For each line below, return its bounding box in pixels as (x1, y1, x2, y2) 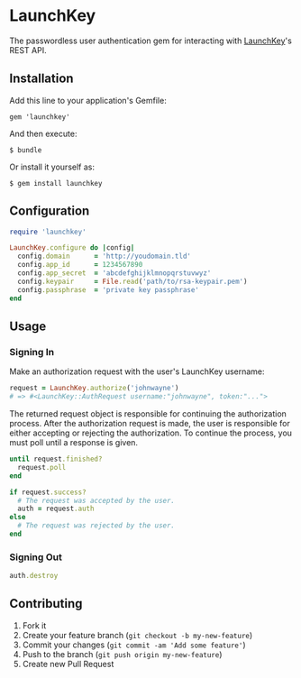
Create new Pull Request (22, 658, 114, 669)
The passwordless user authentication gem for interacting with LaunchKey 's (9, 35, 293, 46)
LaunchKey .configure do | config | (9, 243, 135, 252)
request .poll (17, 463, 67, 472)
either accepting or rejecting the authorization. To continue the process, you (9, 427, 293, 438)
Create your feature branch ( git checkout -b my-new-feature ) (22, 629, 253, 640)
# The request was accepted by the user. (17, 496, 176, 505)
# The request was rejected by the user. (17, 521, 176, 530)
